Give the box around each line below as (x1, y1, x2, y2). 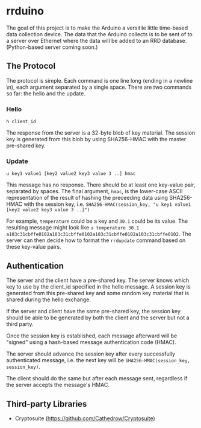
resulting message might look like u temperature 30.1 (6, 224, 140, 231)
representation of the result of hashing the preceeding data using (6, 194, 169, 202)
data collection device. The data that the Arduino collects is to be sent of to (6, 30, 193, 37)
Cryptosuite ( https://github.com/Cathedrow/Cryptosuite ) (14, 415, 155, 422)
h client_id (6, 119, 36, 125)
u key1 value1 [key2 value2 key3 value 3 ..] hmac (6, 171, 136, 177)
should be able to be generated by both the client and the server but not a (6, 314, 190, 321)
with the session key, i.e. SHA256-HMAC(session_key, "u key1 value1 (23, 200, 191, 208)
